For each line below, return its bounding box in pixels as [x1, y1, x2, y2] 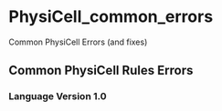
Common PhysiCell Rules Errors [8, 63, 194, 78]
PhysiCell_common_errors [8, 6, 214, 27]
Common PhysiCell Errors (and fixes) [8, 36, 148, 47]
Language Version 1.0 [8, 90, 107, 103]
